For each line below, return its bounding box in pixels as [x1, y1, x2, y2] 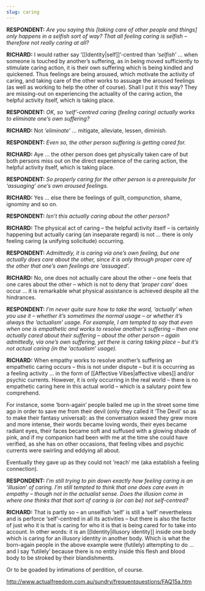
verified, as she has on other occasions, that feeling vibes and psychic [6, 440, 184, 447]
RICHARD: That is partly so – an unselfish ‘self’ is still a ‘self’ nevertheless [6, 508, 192, 516]
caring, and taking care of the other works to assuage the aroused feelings [6, 77, 195, 84]
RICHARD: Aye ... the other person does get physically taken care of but [6, 150, 188, 158]
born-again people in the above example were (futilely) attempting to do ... [6, 541, 195, 548]
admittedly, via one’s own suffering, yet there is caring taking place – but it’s [6, 338, 199, 346]
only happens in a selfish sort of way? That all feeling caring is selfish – [6, 32, 188, 40]
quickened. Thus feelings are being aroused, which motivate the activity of [6, 70, 195, 77]
